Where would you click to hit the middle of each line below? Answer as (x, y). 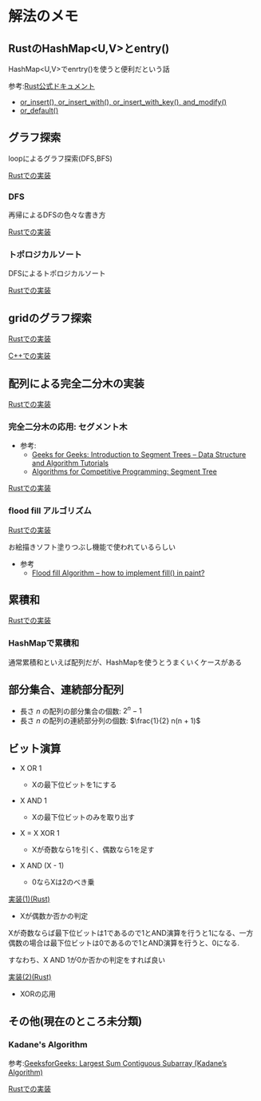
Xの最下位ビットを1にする (74, 785)
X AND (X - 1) (42, 866)
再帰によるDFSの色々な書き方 (57, 215)
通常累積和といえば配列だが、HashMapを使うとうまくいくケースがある (125, 662)
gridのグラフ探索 (50, 318)
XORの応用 (38, 994)
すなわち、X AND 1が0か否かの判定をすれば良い (87, 960)
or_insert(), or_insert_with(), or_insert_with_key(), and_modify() (123, 102)
